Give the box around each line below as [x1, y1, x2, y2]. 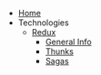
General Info [45, 36, 93, 47]
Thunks [45, 46, 75, 57]
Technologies [17, 17, 70, 28]
